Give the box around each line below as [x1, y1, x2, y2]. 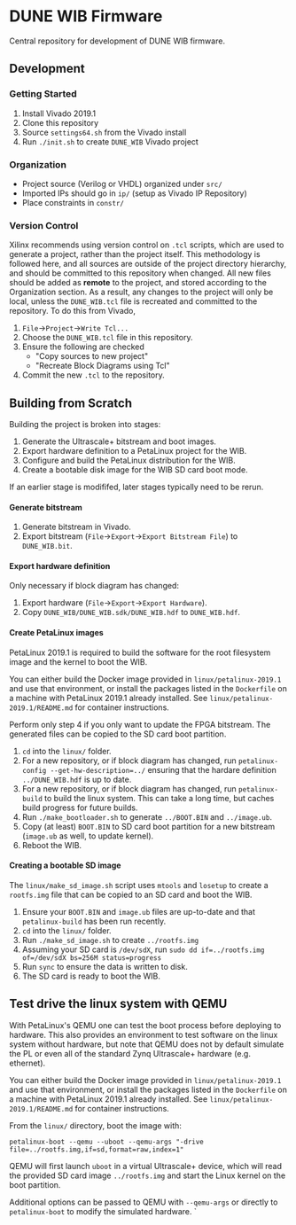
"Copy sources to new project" [35, 351, 149, 362]
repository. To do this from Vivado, [9, 306, 136, 316]
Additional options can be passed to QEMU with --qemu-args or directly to [9, 1197, 278, 1207]
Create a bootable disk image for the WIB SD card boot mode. [21, 464, 248, 475]
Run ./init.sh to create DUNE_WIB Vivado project [21, 136, 199, 147]
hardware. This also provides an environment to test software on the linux [9, 1029, 278, 1040]
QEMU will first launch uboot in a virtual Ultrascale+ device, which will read [9, 1160, 282, 1171]
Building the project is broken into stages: [9, 419, 161, 430]
